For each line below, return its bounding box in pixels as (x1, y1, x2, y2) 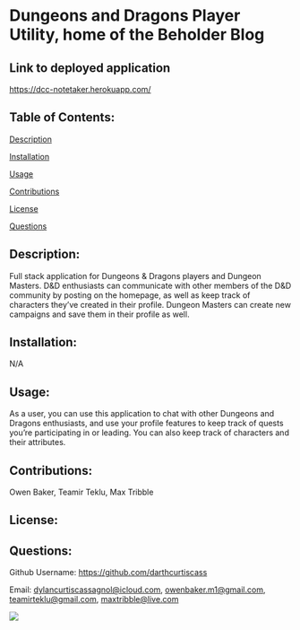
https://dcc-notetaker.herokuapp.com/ (9, 84, 151, 94)
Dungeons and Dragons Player (9, 5, 241, 26)
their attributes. (9, 437, 66, 448)
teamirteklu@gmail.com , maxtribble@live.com (9, 594, 179, 605)
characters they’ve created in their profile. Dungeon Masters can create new (9, 299, 291, 310)
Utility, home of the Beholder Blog (9, 24, 265, 45)
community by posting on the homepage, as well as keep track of (9, 289, 251, 301)
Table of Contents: (9, 109, 116, 126)
